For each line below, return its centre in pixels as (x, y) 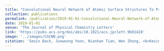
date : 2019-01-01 (23, 23)
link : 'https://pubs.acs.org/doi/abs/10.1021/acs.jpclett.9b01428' (75, 32)
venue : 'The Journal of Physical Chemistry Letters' (60, 28)
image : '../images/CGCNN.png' (36, 37)
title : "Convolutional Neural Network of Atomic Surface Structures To (79, 9)
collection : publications (31, 14)
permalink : (16, 18)
